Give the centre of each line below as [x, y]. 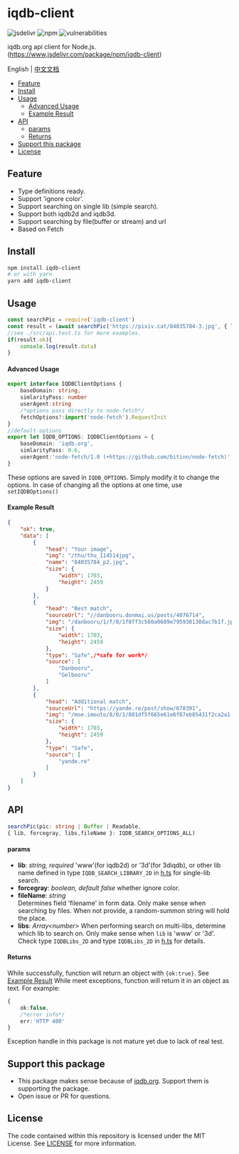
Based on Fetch [41, 229]
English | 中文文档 [33, 68]
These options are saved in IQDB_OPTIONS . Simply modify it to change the [113, 477]
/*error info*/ [43, 1014]
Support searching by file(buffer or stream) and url [92, 221]
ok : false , [35, 1008]
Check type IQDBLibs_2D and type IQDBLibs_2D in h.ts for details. [111, 941]
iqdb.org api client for [39, 46]
